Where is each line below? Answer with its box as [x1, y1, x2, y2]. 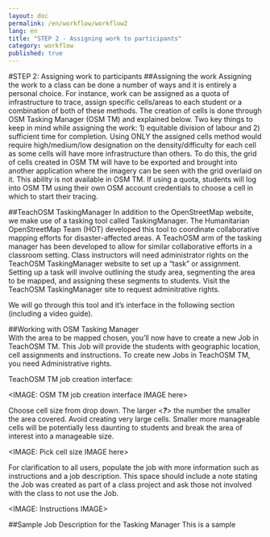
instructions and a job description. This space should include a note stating [8, 472, 258, 480]
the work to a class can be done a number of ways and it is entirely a [8, 80, 237, 90]
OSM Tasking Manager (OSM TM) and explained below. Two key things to [8, 115, 254, 124]
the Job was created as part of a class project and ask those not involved [8, 480, 252, 489]
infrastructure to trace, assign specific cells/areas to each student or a [8, 98, 243, 107]
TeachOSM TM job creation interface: [8, 375, 134, 384]
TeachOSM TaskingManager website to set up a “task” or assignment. [8, 259, 241, 268]
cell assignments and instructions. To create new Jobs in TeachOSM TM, [8, 350, 251, 359]
